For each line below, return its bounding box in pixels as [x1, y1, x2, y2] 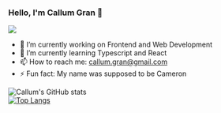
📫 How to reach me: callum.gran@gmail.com [19, 57, 168, 66]
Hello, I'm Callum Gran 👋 [8, 7, 103, 18]
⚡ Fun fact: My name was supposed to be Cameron [19, 69, 187, 78]
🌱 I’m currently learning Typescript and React [19, 48, 167, 58]
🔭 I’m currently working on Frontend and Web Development [19, 40, 213, 50]
